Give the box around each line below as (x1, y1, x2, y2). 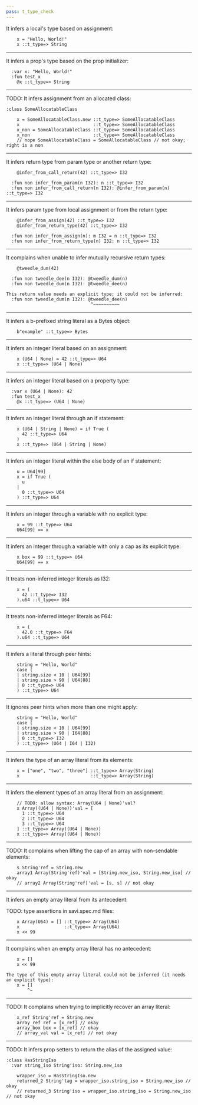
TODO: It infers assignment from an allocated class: (6, 95, 131, 102)
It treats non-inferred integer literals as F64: (6, 612, 113, 619)
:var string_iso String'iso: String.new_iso (11, 1062, 123, 1068)
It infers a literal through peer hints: (6, 650, 91, 657)
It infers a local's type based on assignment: (6, 25, 114, 32)
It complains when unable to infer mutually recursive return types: (6, 254, 166, 261)
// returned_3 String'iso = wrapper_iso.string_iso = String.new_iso (16, 1088, 192, 1094)
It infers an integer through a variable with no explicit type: (6, 510, 148, 517)
